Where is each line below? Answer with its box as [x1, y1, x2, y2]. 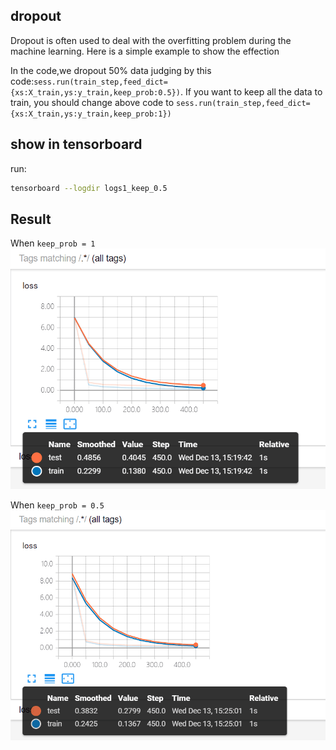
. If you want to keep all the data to [180, 85, 323, 98]
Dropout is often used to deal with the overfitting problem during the [10, 34, 292, 46]
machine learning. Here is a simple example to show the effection [10, 45, 280, 57]
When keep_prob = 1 [10, 237, 96, 249]
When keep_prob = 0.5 [10, 499, 105, 511]
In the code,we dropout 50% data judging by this [10, 64, 212, 76]
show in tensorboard [10, 136, 143, 153]
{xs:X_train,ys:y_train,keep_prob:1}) [10, 109, 172, 119]
